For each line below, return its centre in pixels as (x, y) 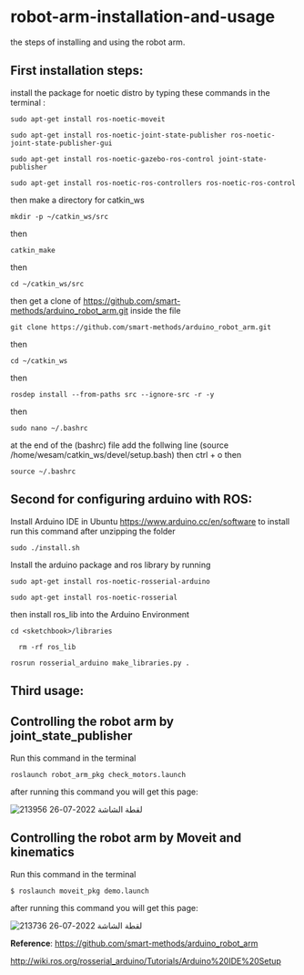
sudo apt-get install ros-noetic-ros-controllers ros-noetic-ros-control (153, 183)
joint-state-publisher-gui (61, 143)
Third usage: (47, 690)
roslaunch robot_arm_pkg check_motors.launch (98, 774)
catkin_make (33, 250)
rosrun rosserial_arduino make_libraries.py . (100, 663)
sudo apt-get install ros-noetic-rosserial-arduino (110, 581)
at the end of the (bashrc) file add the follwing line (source (120, 445)
